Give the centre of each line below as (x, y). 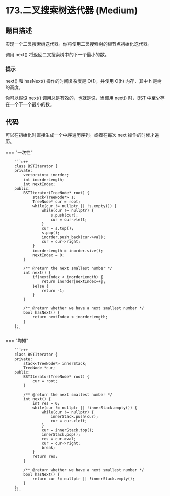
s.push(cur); (64, 215)
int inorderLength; (44, 180)
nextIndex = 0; (48, 255)
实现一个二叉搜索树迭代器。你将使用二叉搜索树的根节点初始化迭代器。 (79, 44)
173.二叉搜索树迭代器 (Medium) (72, 10)
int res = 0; (46, 404)
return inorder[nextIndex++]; (73, 282)
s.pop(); (50, 233)
